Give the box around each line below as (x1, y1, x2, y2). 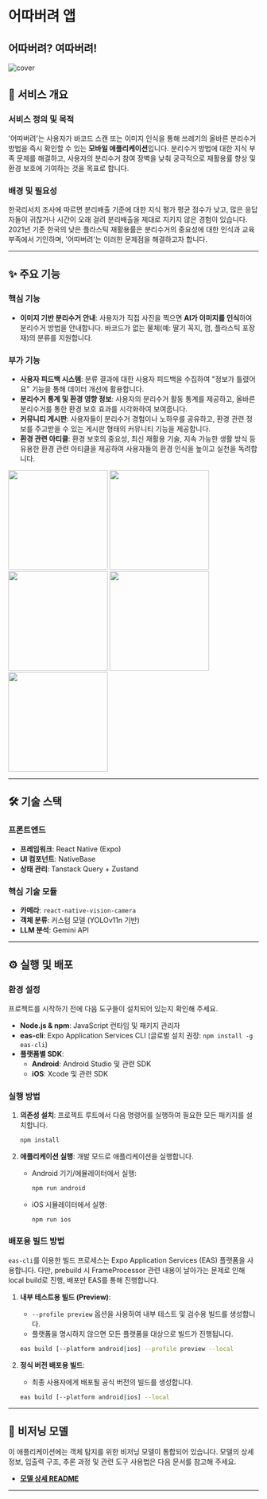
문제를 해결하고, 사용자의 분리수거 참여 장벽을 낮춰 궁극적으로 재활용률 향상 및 (16, 153, 257, 163)
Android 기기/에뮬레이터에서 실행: (31, 1168, 137, 1178)
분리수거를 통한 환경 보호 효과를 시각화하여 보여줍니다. (19, 403, 188, 414)
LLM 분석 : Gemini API (19, 925, 89, 935)
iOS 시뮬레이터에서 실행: (31, 1199, 107, 1209)
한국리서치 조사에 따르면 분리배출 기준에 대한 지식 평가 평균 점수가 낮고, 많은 (8, 204, 244, 214)
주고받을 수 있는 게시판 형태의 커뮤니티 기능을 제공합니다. (34, 423, 211, 434)
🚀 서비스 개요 (8, 88, 69, 102)
